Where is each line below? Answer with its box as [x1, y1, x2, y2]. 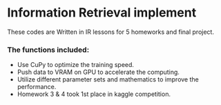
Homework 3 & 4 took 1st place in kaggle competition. [17, 90, 171, 98]
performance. [17, 83, 57, 91]
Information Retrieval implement [7, 5, 197, 21]
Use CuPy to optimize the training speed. [17, 61, 135, 69]
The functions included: [7, 45, 90, 55]
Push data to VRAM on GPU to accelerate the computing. [17, 68, 180, 77]
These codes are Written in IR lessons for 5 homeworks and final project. [7, 28, 214, 36]
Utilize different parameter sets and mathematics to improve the [17, 75, 199, 84]
